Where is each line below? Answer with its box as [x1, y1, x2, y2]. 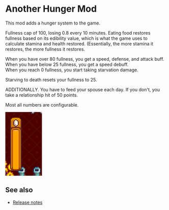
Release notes [12, 199, 43, 205]
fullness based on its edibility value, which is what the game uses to [5, 35, 148, 41]
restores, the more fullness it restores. [5, 46, 86, 52]
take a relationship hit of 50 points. [5, 92, 78, 98]
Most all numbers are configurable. [5, 101, 79, 108]
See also [5, 186, 33, 194]
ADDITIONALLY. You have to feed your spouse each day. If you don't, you [5, 86, 160, 92]
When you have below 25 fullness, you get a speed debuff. [5, 61, 129, 67]
